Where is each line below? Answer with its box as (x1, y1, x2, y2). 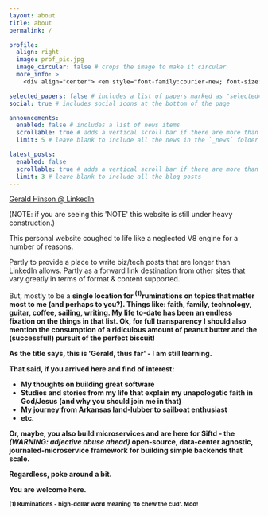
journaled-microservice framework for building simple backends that (9, 446, 243, 456)
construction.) (9, 218, 55, 227)
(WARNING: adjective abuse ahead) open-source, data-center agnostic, (9, 437, 254, 447)
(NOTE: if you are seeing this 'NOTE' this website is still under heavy (9, 210, 233, 219)
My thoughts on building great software (20, 379, 155, 390)
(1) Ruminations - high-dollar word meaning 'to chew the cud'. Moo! (9, 500, 199, 509)
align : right (16, 48, 60, 56)
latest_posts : (9, 150, 56, 158)
